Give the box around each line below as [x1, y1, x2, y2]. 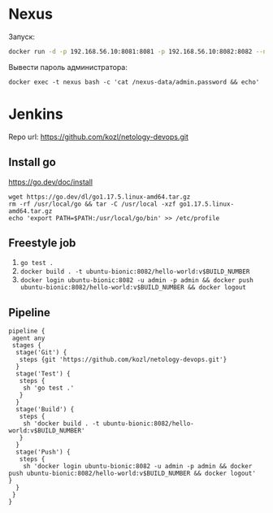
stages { [11, 341, 42, 350]
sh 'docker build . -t [23, 420, 100, 428]
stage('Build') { [15, 406, 75, 414]
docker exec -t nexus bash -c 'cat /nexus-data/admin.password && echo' [8, 78, 260, 86]
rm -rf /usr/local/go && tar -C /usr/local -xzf [8, 200, 176, 208]
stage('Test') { [15, 370, 71, 378]
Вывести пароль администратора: [8, 62, 128, 72]
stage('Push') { [15, 448, 71, 456]
